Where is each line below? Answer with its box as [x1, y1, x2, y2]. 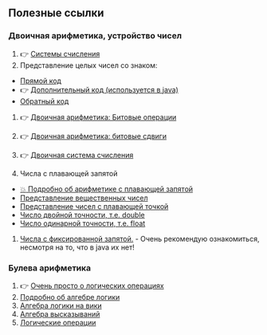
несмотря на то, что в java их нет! [19, 242, 135, 252]
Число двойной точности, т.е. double [19, 210, 145, 219]
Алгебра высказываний [19, 309, 100, 318]
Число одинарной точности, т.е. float [19, 219, 146, 228]
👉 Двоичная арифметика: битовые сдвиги [19, 131, 167, 140]
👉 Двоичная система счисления [19, 150, 134, 160]
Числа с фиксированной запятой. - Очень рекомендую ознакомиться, [19, 234, 260, 243]
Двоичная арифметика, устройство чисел [8, 30, 182, 41]
